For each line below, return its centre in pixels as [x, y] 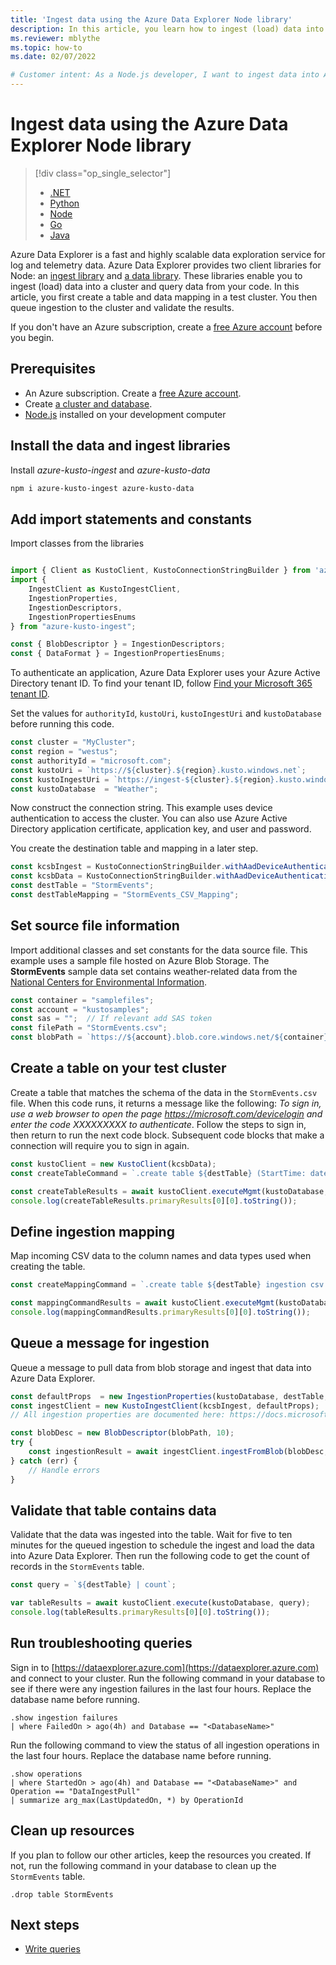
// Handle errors [64, 1470]
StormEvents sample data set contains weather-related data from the [154, 971]
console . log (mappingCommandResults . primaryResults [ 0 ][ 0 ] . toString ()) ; [160, 1312]
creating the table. [48, 1267]
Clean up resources [72, 1831]
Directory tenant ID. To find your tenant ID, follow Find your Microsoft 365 [161, 683]
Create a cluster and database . [88, 403]
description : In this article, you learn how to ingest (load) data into [167, 29]
